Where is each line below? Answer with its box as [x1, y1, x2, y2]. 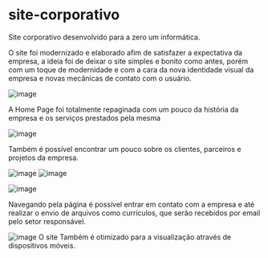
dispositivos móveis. [8, 240, 76, 250]
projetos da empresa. [8, 153, 79, 162]
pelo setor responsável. [8, 216, 87, 226]
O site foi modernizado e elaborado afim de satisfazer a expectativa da [8, 47, 243, 57]
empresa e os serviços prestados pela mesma [8, 113, 161, 122]
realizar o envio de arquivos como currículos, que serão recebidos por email [8, 207, 261, 218]
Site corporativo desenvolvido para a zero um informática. [8, 32, 201, 42]
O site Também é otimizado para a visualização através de [39, 231, 231, 242]
